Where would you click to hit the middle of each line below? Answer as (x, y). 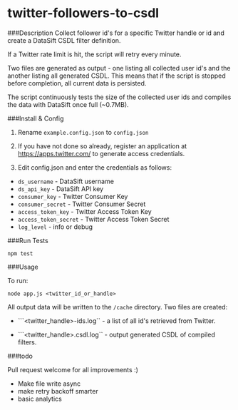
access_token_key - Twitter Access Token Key (84, 211)
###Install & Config (36, 118)
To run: (18, 280)
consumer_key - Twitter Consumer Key (73, 196)
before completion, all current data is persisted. (77, 83)
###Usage (23, 267)
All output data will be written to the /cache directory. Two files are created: (118, 307)
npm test (20, 253)
